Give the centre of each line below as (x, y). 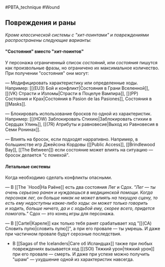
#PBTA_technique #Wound (33, 7)
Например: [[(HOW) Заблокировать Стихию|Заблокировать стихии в (79, 119)
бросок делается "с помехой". (37, 155)
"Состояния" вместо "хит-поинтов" (44, 51)
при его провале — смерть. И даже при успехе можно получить (81, 254)
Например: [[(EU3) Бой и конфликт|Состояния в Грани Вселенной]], (77, 88)
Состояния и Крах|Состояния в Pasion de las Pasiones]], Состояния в (79, 99)
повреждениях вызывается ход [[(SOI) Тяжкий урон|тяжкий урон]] (83, 249)
